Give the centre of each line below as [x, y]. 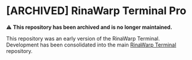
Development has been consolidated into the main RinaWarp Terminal [91, 45]
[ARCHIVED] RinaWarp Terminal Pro [96, 11]
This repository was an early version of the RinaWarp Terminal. [83, 38]
